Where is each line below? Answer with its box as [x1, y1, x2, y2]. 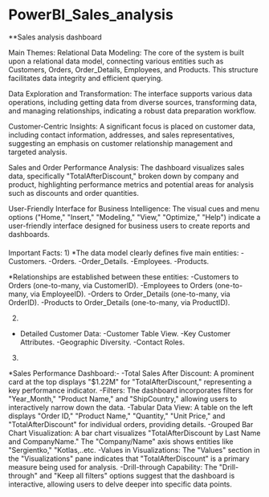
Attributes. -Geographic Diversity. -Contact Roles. [19, 337, 185, 347]
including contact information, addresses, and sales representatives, [8, 130, 235, 140]
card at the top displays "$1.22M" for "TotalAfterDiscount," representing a [8, 377, 252, 386]
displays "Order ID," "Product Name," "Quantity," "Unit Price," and [8, 411, 226, 421]
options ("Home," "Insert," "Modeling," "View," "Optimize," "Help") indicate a [8, 212, 261, 222]
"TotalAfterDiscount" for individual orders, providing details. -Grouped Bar [8, 419, 254, 429]
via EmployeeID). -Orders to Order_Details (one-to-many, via [30, 289, 230, 299]
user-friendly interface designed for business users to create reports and [8, 221, 251, 230]
